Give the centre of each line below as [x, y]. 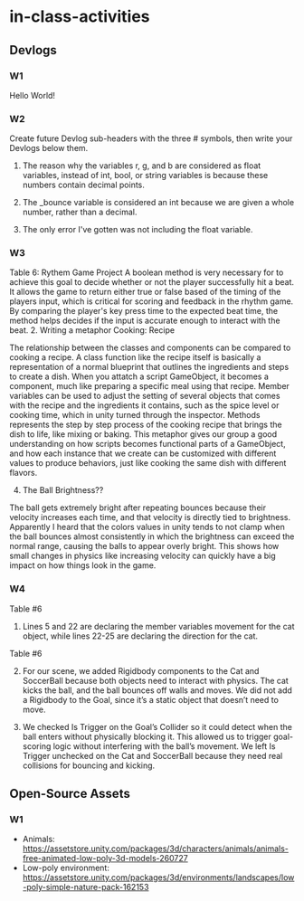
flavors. [24, 473]
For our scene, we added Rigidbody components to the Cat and [141, 670]
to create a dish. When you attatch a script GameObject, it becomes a [139, 376]
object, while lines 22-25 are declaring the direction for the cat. [140, 636]
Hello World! [33, 95]
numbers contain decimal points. [83, 185]
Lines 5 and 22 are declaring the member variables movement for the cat [158, 626]
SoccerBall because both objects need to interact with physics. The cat [156, 680]
